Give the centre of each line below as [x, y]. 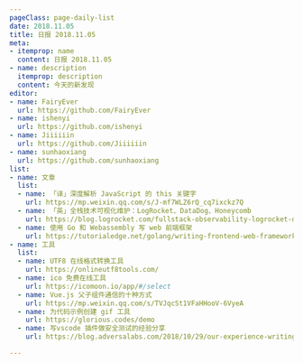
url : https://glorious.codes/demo [90, 320]
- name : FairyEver [44, 102]
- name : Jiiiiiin [42, 135]
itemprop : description [60, 77]
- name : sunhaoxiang [48, 152]
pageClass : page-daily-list [62, 18]
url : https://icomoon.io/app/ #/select [98, 286]
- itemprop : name [42, 51]
